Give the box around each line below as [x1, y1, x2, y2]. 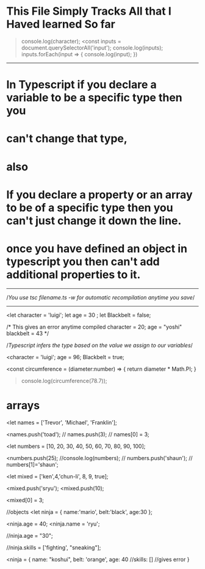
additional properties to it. [6, 267, 141, 281]
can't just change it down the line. [6, 214, 182, 228]
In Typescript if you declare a [6, 78, 157, 92]
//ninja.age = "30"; [6, 532, 53, 539]
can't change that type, [6, 132, 128, 146]
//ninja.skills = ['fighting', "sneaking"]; [6, 543, 101, 551]
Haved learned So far [6, 17, 116, 31]
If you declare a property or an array [6, 188, 193, 201]
